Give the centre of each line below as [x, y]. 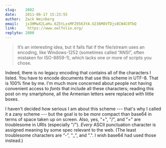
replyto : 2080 [20, 33]
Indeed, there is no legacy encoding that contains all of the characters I [78, 73]
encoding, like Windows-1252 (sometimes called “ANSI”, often [81, 52]
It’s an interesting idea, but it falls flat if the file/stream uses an [81, 47]
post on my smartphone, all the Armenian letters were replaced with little [80, 94]
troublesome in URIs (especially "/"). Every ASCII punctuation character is [81, 125]
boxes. [12, 99]
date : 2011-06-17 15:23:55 [37, 14]
